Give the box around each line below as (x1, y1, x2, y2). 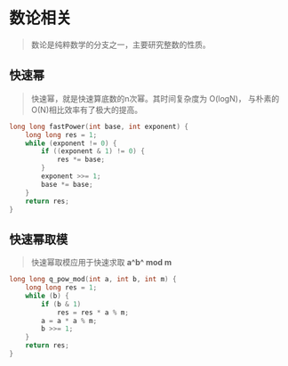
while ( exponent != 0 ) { (25, 139, 117, 148)
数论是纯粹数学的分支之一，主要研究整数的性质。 (30, 39, 211, 50)
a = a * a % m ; (41, 316, 98, 325)
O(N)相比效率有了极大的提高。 (30, 104, 143, 115)
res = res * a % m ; (56, 308, 129, 317)
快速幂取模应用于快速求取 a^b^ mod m (30, 257, 172, 268)
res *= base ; (56, 155, 105, 165)
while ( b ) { (25, 291, 69, 300)
